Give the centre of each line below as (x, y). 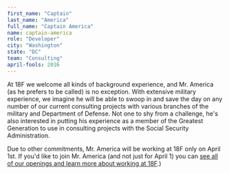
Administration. (29, 135)
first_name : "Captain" (40, 13)
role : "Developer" (33, 39)
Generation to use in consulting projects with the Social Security (98, 128)
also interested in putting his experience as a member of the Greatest (105, 120)
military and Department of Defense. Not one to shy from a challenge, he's (113, 113)
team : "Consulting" (35, 58)
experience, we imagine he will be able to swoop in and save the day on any (115, 99)
